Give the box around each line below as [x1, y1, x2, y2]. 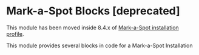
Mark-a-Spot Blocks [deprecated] [6, 4, 180, 18]
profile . [6, 30, 24, 37]
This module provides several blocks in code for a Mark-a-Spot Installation [6, 42, 193, 49]
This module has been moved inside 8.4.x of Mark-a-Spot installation [6, 24, 179, 31]
